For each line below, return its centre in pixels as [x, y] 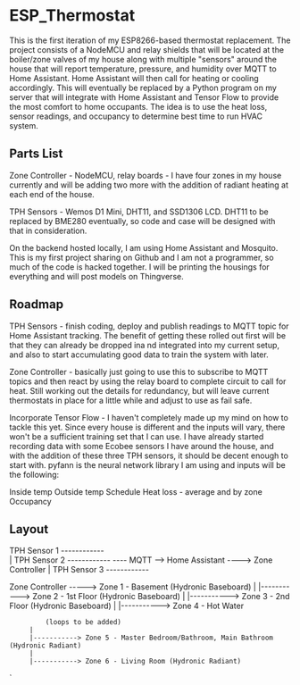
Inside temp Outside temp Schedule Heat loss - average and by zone [136, 491]
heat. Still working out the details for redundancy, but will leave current [139, 390]
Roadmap [37, 305]
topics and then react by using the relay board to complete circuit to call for [148, 381]
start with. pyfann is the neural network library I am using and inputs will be [147, 464]
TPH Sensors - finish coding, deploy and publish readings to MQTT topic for [149, 326]
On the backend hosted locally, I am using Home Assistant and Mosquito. [144, 247]
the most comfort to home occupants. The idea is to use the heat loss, [138, 106]
